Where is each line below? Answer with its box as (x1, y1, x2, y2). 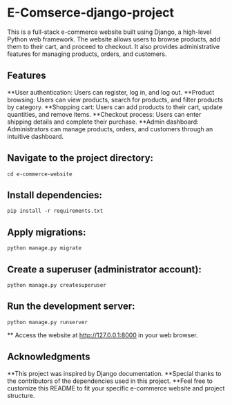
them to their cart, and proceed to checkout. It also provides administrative (7, 42, 220, 50)
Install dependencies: (7, 189, 102, 201)
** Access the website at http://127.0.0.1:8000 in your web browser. (7, 330, 198, 339)
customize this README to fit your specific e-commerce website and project (7, 384, 225, 392)
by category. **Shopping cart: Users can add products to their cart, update (7, 102, 223, 111)
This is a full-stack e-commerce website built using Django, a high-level (7, 28, 212, 36)
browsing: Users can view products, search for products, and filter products (7, 95, 223, 104)
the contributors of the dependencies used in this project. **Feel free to (7, 377, 213, 385)
